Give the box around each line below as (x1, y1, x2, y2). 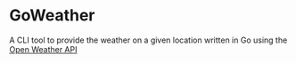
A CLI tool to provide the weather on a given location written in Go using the (9, 35, 288, 45)
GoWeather (9, 5, 95, 26)
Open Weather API (9, 43, 78, 54)
